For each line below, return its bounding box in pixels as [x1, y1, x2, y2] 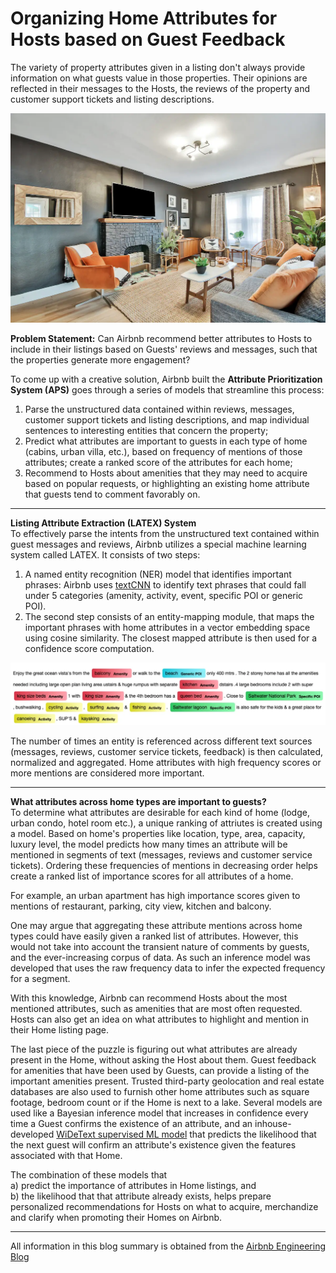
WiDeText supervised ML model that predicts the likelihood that [56, 1128, 317, 1141]
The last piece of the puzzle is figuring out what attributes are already [10, 1043, 298, 1056]
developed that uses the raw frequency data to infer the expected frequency [10, 962, 326, 974]
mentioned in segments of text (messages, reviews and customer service [10, 849, 313, 861]
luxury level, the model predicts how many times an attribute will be [10, 838, 288, 851]
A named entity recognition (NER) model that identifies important [24, 568, 292, 581]
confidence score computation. [24, 643, 155, 655]
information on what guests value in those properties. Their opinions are [10, 72, 308, 84]
